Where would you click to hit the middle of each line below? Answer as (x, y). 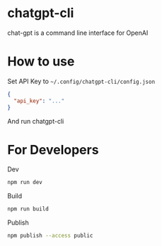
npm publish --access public (50, 236)
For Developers (53, 150)
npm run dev (25, 183)
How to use (41, 61)
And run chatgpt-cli (36, 121)
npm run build (28, 209)
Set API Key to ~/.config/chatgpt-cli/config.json (81, 81)
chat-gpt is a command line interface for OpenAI (78, 33)
